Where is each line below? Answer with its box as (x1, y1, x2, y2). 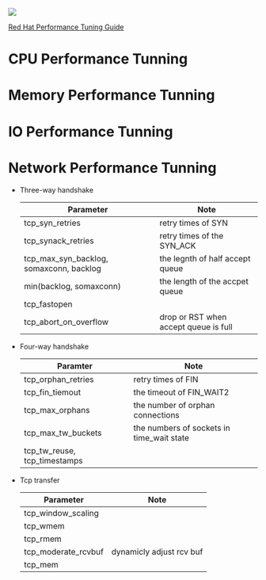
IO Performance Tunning (8, 123, 173, 140)
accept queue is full (159, 321, 233, 332)
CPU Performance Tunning (8, 50, 188, 68)
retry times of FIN (133, 373, 199, 384)
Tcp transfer (19, 475, 60, 485)
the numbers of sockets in (133, 422, 231, 433)
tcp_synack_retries (23, 235, 94, 246)
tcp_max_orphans (23, 404, 90, 415)
